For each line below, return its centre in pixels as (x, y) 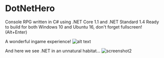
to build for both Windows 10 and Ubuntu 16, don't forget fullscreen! (74, 27)
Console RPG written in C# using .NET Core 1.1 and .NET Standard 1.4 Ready (82, 22)
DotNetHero (30, 8)
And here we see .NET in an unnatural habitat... (53, 51)
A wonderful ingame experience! (38, 41)
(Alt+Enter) (16, 32)
